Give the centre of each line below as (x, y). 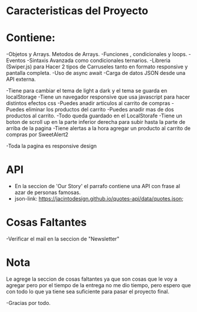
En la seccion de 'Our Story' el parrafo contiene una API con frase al (97, 186)
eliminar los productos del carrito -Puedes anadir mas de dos (100, 110)
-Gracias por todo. (29, 303)
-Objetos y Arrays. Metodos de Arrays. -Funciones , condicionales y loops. (97, 54)
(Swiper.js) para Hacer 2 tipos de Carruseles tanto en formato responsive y (97, 67)
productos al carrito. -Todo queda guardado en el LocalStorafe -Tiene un (94, 116)
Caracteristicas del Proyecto (77, 11)
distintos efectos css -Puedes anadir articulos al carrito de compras (88, 103)
